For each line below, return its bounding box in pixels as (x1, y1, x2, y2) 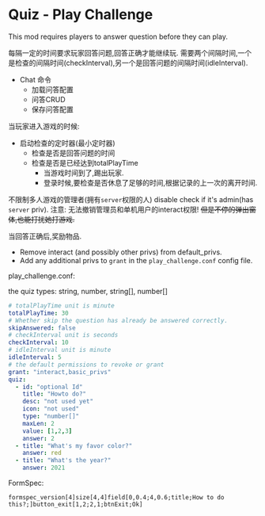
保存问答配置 (31, 105, 74, 114)
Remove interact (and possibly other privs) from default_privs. (19, 247, 223, 257)
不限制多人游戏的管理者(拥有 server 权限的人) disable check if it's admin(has (8, 194, 254, 204)
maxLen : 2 (22, 419, 55, 427)
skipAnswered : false (8, 323, 77, 332)
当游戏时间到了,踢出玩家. (43, 168, 124, 178)
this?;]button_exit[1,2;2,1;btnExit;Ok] (8, 501, 144, 509)
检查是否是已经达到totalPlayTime (31, 158, 138, 167)
